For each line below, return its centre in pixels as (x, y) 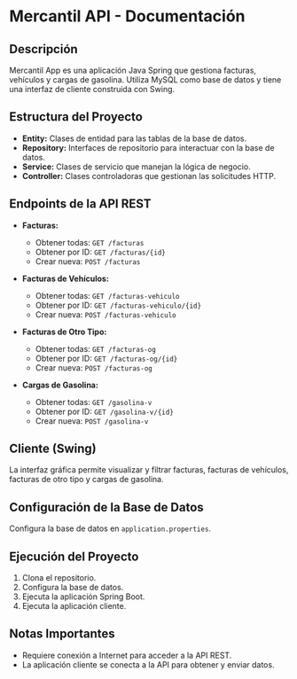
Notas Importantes (62, 634)
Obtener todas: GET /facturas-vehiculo (107, 295)
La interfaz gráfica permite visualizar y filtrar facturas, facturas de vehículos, (149, 470)
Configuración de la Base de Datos (106, 507)
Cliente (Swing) (53, 449)
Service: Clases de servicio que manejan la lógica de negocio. (136, 167)
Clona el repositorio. (59, 578)
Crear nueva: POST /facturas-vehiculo (106, 314)
